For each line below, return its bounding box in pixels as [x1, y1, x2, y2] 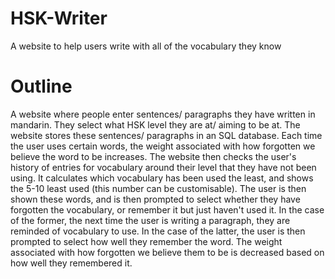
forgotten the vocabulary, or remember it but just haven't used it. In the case [10, 203, 325, 216]
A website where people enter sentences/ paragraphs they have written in [10, 108, 316, 120]
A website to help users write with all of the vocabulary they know [10, 40, 282, 52]
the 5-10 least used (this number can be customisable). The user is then [10, 182, 307, 194]
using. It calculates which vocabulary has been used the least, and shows [10, 172, 314, 184]
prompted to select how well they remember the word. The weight [10, 235, 283, 247]
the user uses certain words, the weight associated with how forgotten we [10, 140, 316, 152]
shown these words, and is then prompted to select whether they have [10, 193, 301, 205]
